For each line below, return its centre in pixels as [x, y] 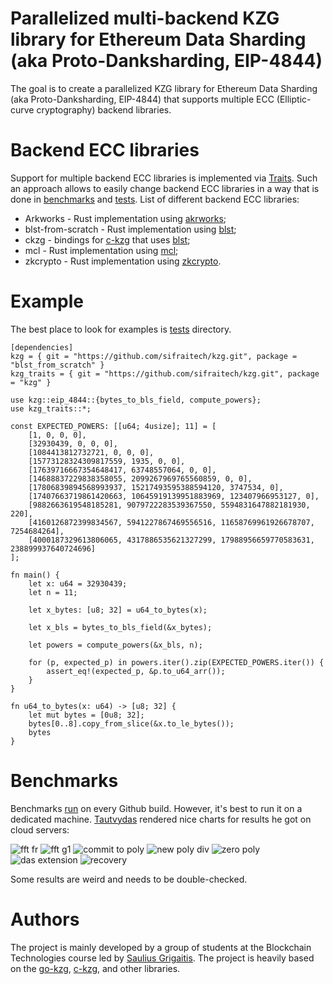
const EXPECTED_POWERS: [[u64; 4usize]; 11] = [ [113, 426]
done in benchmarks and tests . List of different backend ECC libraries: [155, 199]
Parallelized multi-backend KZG [145, 18]
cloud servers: [40, 829]
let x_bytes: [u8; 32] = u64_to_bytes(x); [118, 610]
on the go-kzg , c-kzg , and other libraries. [95, 968]
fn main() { [35, 575]
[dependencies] [42, 347]
